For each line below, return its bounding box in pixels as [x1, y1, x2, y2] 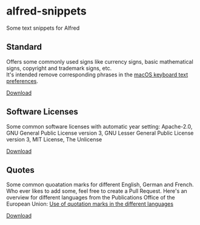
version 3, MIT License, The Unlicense [6, 135, 102, 143]
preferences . [6, 77, 38, 84]
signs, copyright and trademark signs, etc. [6, 64, 112, 72]
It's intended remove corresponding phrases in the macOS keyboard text [6, 71, 188, 78]
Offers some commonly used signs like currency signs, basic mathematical [6, 58, 194, 65]
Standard [6, 42, 42, 52]
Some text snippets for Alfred [6, 24, 80, 32]
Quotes [6, 165, 35, 175]
